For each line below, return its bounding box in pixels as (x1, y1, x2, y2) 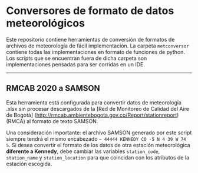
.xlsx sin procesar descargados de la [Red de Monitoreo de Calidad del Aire (6, 105, 190, 112)
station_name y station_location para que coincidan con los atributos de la (6, 154, 190, 161)
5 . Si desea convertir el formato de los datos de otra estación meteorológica (6, 141, 190, 148)
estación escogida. (6, 160, 52, 167)
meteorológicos (6, 16, 85, 30)
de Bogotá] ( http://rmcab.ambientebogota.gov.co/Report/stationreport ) (6, 111, 179, 118)
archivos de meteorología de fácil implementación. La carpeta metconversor (6, 42, 190, 49)
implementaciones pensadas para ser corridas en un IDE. (6, 60, 146, 68)
